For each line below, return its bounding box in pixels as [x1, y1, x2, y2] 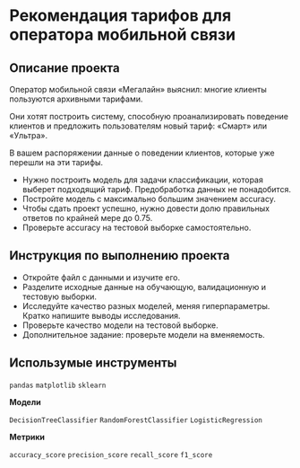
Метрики [9, 431, 46, 442]
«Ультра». [9, 130, 48, 140]
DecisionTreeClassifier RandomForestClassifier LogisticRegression [9, 415, 262, 425]
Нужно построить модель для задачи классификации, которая [21, 174, 264, 185]
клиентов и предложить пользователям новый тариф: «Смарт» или [9, 120, 268, 131]
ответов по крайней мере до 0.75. [21, 213, 153, 223]
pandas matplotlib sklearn [9, 381, 107, 390]
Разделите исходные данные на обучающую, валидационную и [21, 281, 267, 292]
